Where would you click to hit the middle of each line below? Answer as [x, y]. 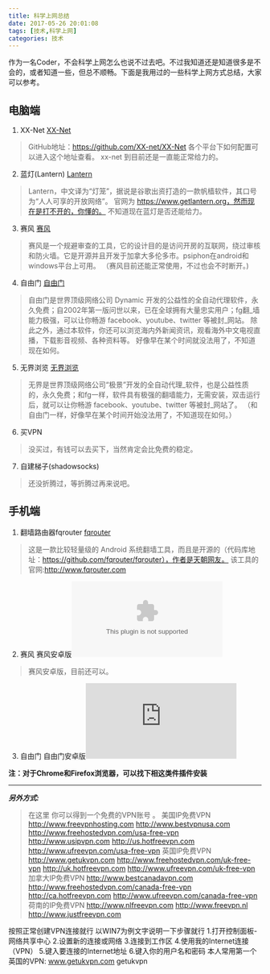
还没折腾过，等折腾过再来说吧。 [81, 484]
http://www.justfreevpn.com [75, 914]
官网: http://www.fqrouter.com [77, 569]
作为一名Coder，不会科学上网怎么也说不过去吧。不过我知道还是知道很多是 [131, 62]
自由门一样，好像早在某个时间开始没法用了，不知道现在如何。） [132, 415]
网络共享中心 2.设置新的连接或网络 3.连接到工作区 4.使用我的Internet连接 [129, 941]
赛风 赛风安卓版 [46, 654]
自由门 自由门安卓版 [53, 755]
